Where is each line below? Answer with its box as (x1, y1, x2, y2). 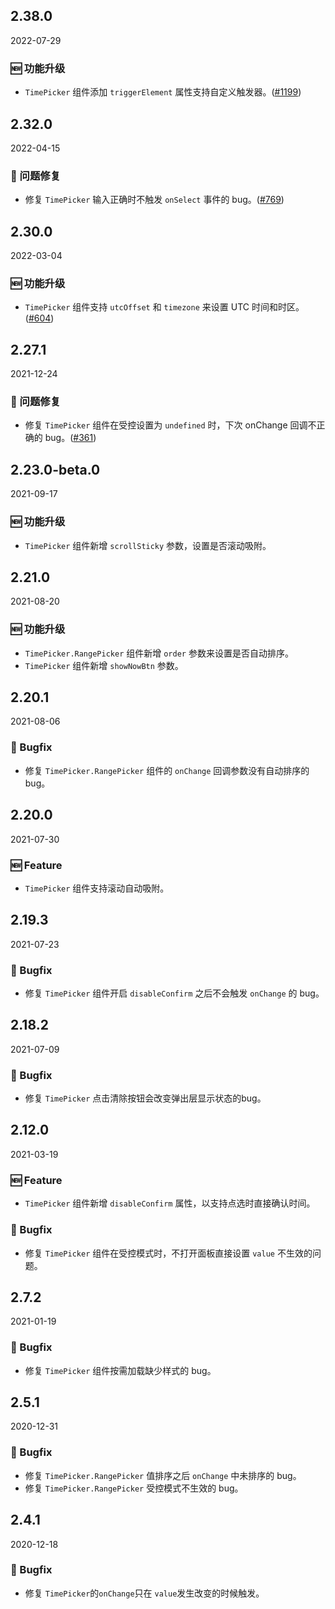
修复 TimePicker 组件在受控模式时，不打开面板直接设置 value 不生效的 (24, 1247, 313, 1259)
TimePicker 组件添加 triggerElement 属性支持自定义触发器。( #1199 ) (24, 86, 302, 98)
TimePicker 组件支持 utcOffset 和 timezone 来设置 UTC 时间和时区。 (24, 301, 305, 313)
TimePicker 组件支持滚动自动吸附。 (24, 882, 170, 894)
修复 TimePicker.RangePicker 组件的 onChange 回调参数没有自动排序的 (24, 764, 310, 776)
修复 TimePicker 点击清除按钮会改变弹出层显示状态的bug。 (24, 1092, 267, 1104)
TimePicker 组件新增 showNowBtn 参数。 (24, 659, 184, 671)
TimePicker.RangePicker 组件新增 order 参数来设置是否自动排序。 (24, 647, 294, 659)
